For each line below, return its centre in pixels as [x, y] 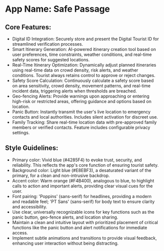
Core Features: [28, 27]
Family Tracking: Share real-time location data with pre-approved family [84, 122]
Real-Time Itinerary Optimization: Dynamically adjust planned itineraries [84, 65]
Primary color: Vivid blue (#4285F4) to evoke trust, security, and [77, 160]
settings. [21, 133]
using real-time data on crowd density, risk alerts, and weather [75, 70]
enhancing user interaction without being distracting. [65, 243]
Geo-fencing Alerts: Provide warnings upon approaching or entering [81, 96]
